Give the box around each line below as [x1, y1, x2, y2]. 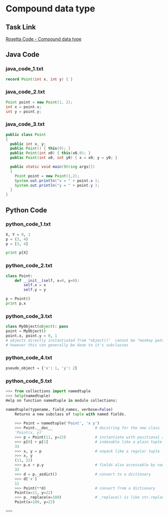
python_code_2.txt [5, 262, 53, 269]
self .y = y [23, 287, 46, 292]
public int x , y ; [10, 141, 46, 146]
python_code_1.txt [5, 221, 51, 228]
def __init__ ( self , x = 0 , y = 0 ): [14, 278, 80, 283]
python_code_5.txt [5, 377, 52, 384]
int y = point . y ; [5, 109, 42, 114]
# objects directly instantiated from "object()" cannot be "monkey [5, 338, 154, 343]
